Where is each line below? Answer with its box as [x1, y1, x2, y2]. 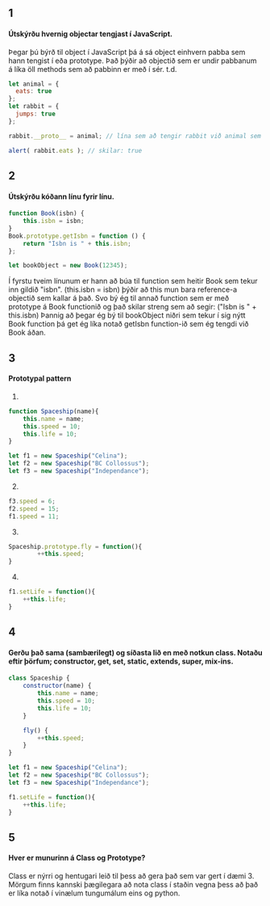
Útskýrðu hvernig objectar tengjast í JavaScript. [8, 28, 173, 39]
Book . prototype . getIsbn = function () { [8, 232, 147, 240]
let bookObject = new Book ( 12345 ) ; [8, 262, 128, 270]
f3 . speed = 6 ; [8, 497, 56, 505]
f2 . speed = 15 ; [8, 504, 60, 512]
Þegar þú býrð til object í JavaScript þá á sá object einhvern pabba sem [8, 47, 246, 57]
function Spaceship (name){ [8, 407, 99, 415]
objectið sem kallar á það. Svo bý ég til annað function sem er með [8, 293, 230, 303]
